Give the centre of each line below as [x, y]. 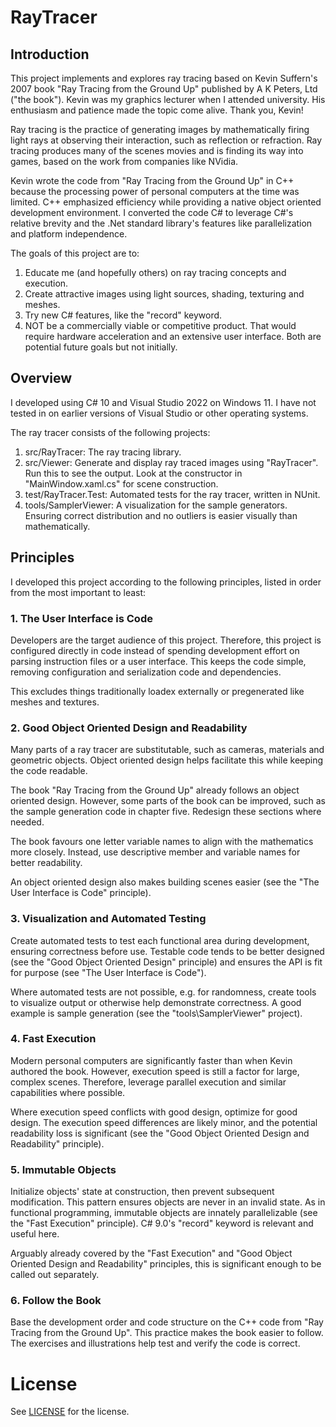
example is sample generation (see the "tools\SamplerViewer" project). [156, 1013]
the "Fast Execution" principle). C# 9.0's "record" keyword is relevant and [162, 1223]
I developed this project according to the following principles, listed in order [166, 582]
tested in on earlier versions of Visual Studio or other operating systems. [159, 413]
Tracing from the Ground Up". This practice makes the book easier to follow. [167, 1333]
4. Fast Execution [53, 1039]
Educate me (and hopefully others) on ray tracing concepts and [155, 272]
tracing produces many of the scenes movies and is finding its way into [157, 150]
